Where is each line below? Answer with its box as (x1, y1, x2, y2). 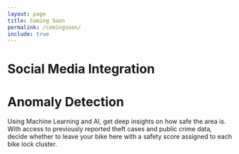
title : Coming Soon (7, 17, 66, 24)
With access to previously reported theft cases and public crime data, (7, 125, 213, 133)
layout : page (7, 10, 46, 18)
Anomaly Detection (7, 93, 125, 110)
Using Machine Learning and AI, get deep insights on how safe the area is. (7, 117, 226, 125)
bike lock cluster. (7, 140, 57, 148)
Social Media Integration (7, 61, 156, 77)
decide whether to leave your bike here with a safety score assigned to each (7, 133, 233, 141)
